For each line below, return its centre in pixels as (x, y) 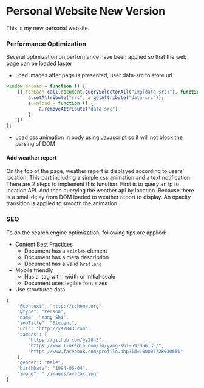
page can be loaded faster (39, 63)
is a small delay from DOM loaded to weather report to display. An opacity (99, 197)
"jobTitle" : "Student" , (47, 323)
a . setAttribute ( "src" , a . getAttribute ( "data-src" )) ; (96, 97)
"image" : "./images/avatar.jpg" (58, 374)
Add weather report (32, 158)
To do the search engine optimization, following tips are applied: (87, 233)
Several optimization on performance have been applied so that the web (97, 57)
